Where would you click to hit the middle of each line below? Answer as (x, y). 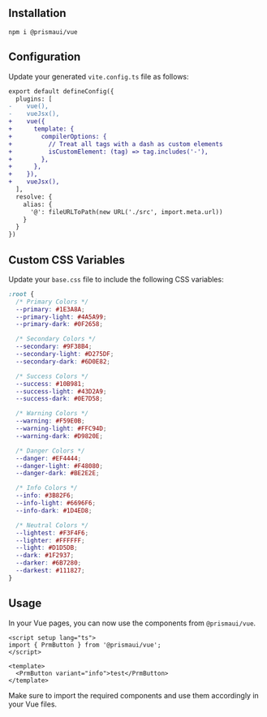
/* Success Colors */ (52, 376)
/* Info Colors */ (47, 488)
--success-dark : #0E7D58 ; (60, 399)
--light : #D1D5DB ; (47, 548)
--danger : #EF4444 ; (49, 458)
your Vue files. (33, 704)
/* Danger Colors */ (50, 451)
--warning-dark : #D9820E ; (60, 436)
